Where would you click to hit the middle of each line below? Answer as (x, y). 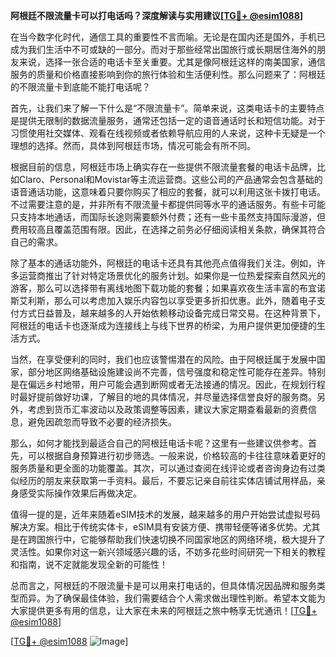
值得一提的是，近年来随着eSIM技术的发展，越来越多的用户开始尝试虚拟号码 (165, 514)
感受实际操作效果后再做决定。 (80, 493)
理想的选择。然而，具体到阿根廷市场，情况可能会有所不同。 (133, 145)
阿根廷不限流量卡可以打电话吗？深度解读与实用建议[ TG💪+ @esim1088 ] (157, 15)
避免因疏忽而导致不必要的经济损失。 (102, 422)
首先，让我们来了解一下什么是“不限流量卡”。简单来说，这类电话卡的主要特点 (167, 108)
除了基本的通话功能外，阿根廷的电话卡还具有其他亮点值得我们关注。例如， (163, 263)
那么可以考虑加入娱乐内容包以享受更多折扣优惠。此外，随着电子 (185, 300)
